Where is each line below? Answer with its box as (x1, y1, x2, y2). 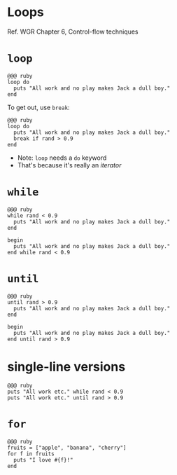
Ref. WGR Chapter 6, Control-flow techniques (7, 27, 139, 36)
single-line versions (7, 359, 126, 375)
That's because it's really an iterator (17, 160, 122, 169)
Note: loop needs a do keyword (17, 153, 107, 162)
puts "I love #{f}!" (13, 456, 73, 463)
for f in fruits (7, 450, 55, 457)
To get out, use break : (7, 103, 70, 111)
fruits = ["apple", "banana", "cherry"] (7, 444, 127, 451)
